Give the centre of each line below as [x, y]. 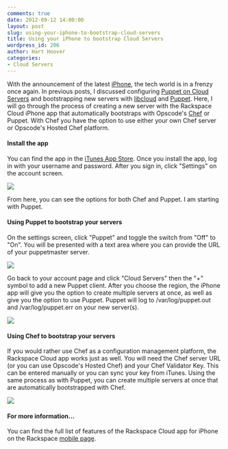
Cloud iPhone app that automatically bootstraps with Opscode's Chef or [109, 113]
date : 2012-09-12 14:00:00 [46, 20]
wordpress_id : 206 [33, 45]
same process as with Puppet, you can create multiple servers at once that [113, 380]
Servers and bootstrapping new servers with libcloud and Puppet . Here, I [110, 98]
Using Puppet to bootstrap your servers [65, 222]
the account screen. [35, 173]
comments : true [29, 13]
